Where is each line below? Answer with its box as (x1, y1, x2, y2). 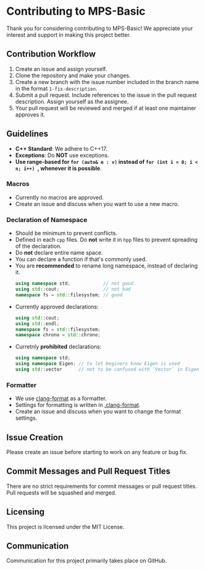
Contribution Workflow (6, 49, 96, 60)
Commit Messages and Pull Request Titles (6, 466, 171, 477)
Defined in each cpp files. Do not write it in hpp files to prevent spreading (15, 236, 198, 244)
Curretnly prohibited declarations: (15, 343, 102, 350)
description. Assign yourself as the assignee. (15, 98, 129, 105)
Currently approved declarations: (15, 302, 99, 310)
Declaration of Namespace (6, 215, 88, 224)
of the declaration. (15, 242, 62, 250)
